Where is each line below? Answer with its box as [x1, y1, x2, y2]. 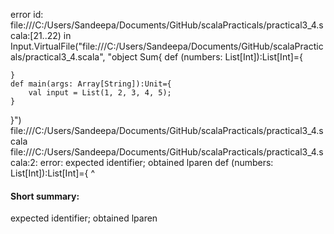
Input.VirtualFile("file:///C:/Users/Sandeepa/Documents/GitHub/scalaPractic [10, 40, 324, 52]
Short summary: [10, 190, 80, 202]
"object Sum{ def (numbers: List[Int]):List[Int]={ [107, 51, 304, 63]
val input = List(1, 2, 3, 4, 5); [28, 88, 172, 98]
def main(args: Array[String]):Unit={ [10, 79, 172, 89]
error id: [10, 9, 44, 20]
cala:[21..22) [10, 30, 62, 41]
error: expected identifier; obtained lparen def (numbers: [39, 157, 274, 168]
